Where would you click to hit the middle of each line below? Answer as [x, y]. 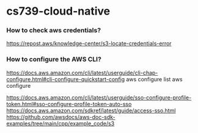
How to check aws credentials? [54, 31]
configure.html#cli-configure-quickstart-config [66, 79]
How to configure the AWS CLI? [54, 59]
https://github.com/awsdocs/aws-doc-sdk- [61, 117]
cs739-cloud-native [58, 11]
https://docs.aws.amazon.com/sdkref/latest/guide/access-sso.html [91, 110]
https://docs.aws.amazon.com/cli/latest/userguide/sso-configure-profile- [99, 97]
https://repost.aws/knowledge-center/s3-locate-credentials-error [89, 43]
